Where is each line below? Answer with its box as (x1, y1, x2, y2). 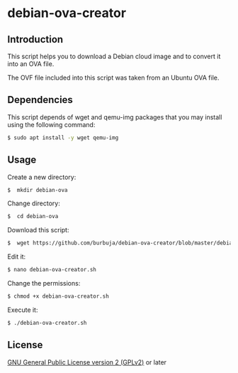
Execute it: (7, 306, 38, 314)
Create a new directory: (7, 173, 76, 181)
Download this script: (7, 226, 69, 234)
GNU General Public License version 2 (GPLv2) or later (7, 357, 167, 367)
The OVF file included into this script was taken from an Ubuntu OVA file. (7, 73, 220, 82)
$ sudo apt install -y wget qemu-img (7, 134, 119, 141)
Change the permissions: (7, 279, 81, 287)
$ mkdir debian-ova (7, 186, 69, 193)
